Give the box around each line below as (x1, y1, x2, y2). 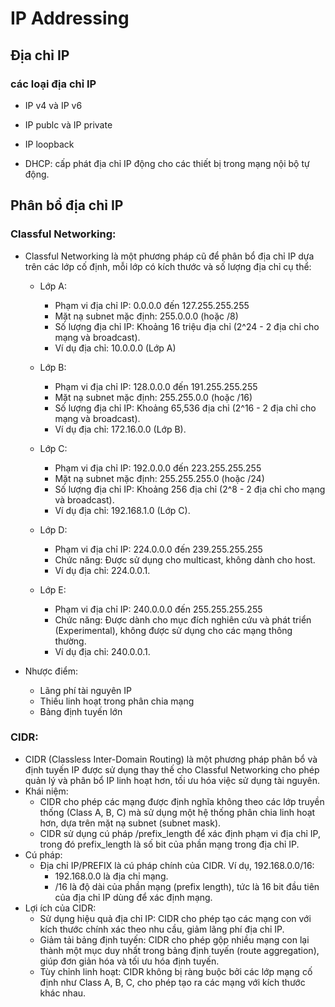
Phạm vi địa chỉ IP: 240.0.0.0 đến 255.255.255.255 (54, 603, 263, 615)
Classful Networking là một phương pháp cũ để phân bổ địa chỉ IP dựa (24, 250, 315, 262)
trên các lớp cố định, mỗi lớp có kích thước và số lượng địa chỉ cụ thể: (24, 260, 312, 272)
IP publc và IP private (24, 118, 113, 131)
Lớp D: (39, 523, 68, 536)
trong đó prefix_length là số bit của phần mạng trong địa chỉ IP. (39, 838, 300, 850)
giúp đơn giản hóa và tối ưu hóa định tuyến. (39, 955, 220, 967)
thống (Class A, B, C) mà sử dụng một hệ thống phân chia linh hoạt (39, 806, 316, 818)
